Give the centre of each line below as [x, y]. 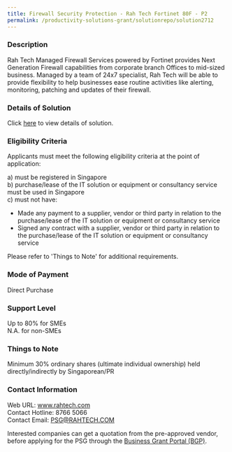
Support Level [31, 308]
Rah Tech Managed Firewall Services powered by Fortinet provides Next [111, 59]
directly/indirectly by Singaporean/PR [61, 372]
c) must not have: [32, 199]
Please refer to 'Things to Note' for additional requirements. [93, 257]
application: [24, 164]
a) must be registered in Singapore [57, 177]
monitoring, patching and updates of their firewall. [79, 90]
